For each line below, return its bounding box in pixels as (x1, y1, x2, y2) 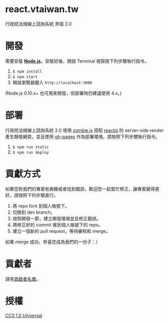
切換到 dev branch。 (12, 209, 55, 215)
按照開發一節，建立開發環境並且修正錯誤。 (12, 215, 101, 221)
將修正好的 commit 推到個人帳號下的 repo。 (12, 222, 103, 228)
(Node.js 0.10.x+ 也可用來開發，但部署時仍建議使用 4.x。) (5, 90, 122, 96)
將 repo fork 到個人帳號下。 (12, 203, 70, 209)
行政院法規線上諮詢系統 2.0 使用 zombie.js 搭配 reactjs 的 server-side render (5, 127, 164, 133)
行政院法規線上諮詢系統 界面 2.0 (5, 21, 72, 27)
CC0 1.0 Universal (5, 312, 43, 318)
